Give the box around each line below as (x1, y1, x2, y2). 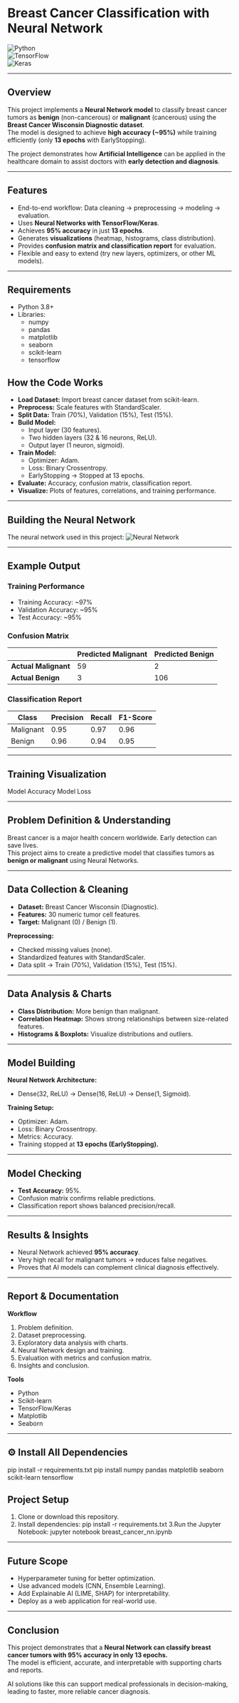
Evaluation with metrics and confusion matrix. (17, 1353, 152, 1362)
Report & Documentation (7, 1290, 119, 1303)
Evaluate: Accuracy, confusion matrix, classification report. (17, 479, 192, 487)
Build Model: (17, 418, 56, 427)
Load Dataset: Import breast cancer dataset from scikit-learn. (17, 395, 199, 404)
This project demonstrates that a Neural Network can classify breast (7, 1643, 211, 1652)
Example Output (7, 560, 80, 572)
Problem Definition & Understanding (7, 814, 171, 827)
